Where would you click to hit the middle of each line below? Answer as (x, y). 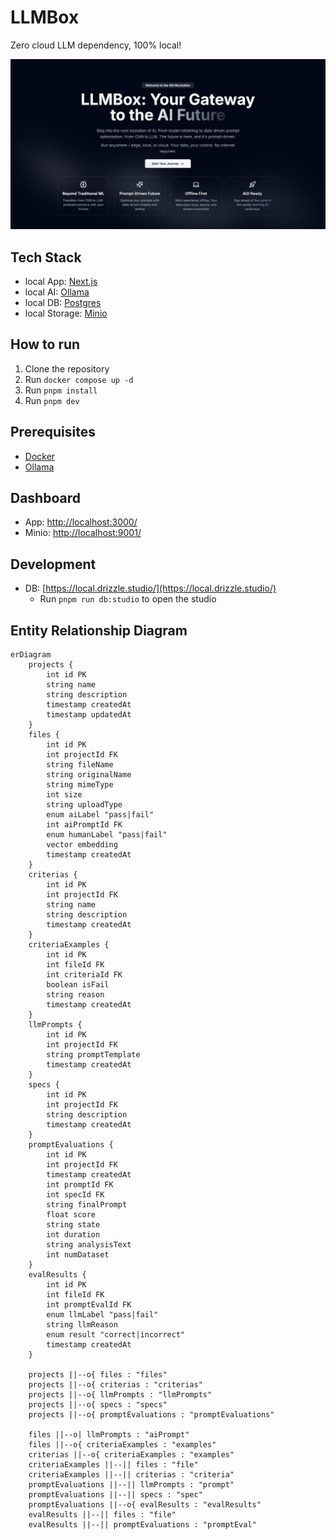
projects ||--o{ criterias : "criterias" (115, 1384)
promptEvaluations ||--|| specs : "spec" (115, 1494)
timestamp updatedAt (89, 714)
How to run (45, 344)
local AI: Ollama (57, 292)
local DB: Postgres (63, 302)
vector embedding (82, 844)
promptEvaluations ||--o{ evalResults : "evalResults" (145, 1504)
